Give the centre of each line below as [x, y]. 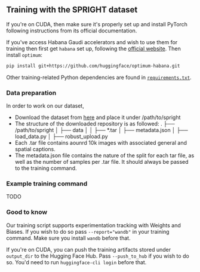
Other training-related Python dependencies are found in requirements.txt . [99, 77]
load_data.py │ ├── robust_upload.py [61, 136]
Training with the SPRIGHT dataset [72, 10]
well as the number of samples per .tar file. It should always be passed [102, 161]
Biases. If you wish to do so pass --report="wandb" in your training [88, 231]
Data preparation [31, 93]
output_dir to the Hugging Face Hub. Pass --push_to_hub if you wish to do [98, 256]
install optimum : [24, 55]
